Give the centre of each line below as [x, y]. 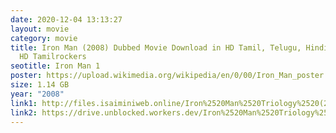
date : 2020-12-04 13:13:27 [66, 19]
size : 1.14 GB [40, 85]
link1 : [24, 103]
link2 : [24, 112]
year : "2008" [37, 94]
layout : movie [40, 29]
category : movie [44, 38]
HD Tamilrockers [53, 57]
